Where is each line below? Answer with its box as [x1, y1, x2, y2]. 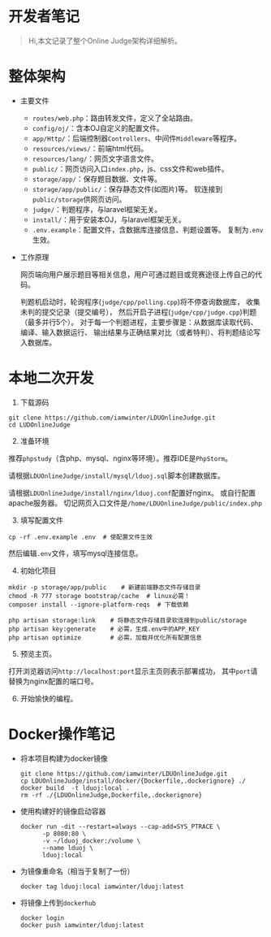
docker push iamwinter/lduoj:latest [19, 921, 144, 929]
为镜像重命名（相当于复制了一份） [19, 866, 135, 876]
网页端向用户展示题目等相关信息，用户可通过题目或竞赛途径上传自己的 [19, 269, 256, 279]
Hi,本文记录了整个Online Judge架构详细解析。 [28, 36, 183, 46]
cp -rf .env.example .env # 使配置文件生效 [8, 533, 153, 541]
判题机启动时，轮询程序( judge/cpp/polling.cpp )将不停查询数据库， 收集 [19, 297, 261, 306]
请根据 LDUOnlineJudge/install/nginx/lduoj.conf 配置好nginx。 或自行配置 [8, 488, 256, 497]
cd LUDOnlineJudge [8, 420, 71, 429]
